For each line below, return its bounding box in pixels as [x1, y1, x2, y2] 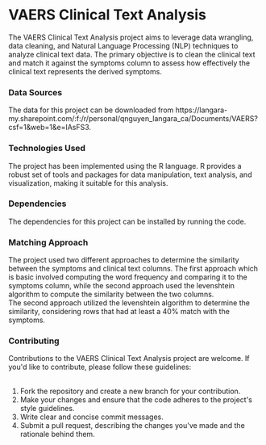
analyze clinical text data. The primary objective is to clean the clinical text [8, 49, 256, 59]
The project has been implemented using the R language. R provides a [8, 161, 242, 170]
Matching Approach [8, 237, 89, 248]
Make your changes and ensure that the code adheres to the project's [19, 395, 252, 405]
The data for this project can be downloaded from [8, 105, 174, 115]
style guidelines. [19, 404, 75, 414]
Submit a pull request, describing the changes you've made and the [19, 421, 246, 430]
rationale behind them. [19, 430, 95, 439]
